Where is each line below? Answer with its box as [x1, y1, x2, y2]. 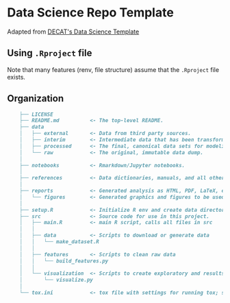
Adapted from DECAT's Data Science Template [7, 27, 140, 36]
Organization [7, 93, 64, 104]
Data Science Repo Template [7, 5, 175, 21]
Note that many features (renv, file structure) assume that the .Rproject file [7, 65, 220, 73]
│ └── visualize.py [19, 276, 94, 284]
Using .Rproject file [7, 47, 92, 59]
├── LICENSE [19, 111, 53, 118]
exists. [7, 73, 26, 81]
